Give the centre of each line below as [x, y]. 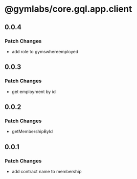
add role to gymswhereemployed [45, 51]
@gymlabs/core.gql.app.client [68, 9]
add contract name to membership [46, 171]
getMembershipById [32, 132]
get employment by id [34, 91]
